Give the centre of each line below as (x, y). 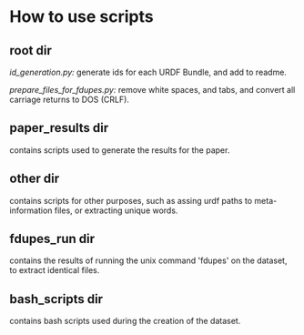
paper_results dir (59, 128)
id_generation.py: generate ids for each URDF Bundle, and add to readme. (148, 72)
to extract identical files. (55, 270)
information (31, 210)
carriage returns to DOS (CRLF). (70, 99)
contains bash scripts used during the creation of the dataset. (125, 321)
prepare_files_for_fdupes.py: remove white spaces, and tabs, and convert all (152, 90)
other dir (35, 179)
